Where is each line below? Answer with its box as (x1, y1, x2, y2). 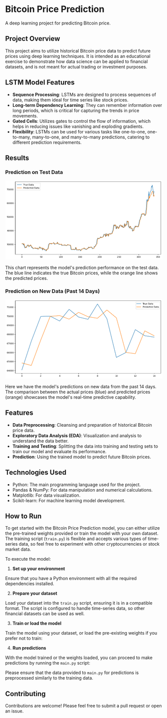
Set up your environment (12, 566, 65, 572)
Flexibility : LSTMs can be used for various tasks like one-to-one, (12, 128, 147, 134)
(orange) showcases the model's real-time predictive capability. (5, 394, 136, 400)
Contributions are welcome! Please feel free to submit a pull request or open (5, 703, 162, 709)
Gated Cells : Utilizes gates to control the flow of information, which (12, 118, 151, 124)
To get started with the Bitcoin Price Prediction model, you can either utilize (5, 525, 160, 531)
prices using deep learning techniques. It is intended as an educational (5, 53, 151, 59)
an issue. (5, 708, 24, 714)
